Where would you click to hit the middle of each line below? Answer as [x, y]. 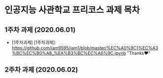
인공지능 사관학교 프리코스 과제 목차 [72, 10]
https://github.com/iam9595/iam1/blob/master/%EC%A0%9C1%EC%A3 [85, 48]
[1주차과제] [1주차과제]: [34, 42]
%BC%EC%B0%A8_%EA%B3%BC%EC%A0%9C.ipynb [69, 53]
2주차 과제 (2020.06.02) [41, 70]
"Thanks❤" [139, 53]
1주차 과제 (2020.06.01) [40, 30]
